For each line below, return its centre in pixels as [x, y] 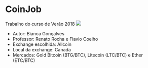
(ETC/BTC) [24, 60]
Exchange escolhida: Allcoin [42, 44]
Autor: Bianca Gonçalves [39, 33]
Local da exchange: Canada [42, 49]
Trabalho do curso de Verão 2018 [40, 24]
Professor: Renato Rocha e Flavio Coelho [55, 39]
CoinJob [24, 9]
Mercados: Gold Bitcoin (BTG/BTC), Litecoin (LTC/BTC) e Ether [78, 55]
